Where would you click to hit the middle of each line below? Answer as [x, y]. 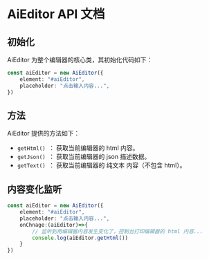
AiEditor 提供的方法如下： [44, 133]
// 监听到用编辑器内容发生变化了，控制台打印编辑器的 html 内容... [118, 231]
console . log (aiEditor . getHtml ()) [80, 238]
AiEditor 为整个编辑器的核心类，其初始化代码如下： [80, 60]
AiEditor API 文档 [56, 14]
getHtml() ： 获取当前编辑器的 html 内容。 [78, 148]
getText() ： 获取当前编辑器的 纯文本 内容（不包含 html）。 [101, 165]
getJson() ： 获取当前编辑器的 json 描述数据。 [84, 157]
